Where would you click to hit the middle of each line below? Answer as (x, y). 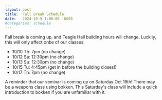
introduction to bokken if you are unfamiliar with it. (55, 92)
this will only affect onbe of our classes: (45, 42)
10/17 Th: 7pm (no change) (39, 72)
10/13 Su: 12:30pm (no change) (43, 62)
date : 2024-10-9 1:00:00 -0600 (39, 19)
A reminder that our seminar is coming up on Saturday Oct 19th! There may (80, 82)
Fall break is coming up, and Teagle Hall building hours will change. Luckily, (81, 37)
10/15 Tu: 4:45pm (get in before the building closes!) (64, 67)
